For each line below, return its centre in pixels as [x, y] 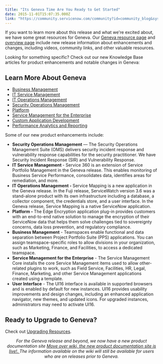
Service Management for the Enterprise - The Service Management [81, 258]
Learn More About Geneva [46, 78]
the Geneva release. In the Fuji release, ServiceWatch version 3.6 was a [83, 191]
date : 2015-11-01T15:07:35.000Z [38, 14]
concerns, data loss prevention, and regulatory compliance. [72, 227]
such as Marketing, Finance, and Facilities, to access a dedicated [77, 248]
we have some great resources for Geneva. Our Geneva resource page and [80, 37]
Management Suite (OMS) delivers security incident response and [78, 150]
